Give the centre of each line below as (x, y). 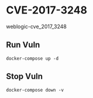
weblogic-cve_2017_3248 (37, 26)
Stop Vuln (24, 77)
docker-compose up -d (32, 58)
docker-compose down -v (35, 90)
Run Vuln (23, 45)
